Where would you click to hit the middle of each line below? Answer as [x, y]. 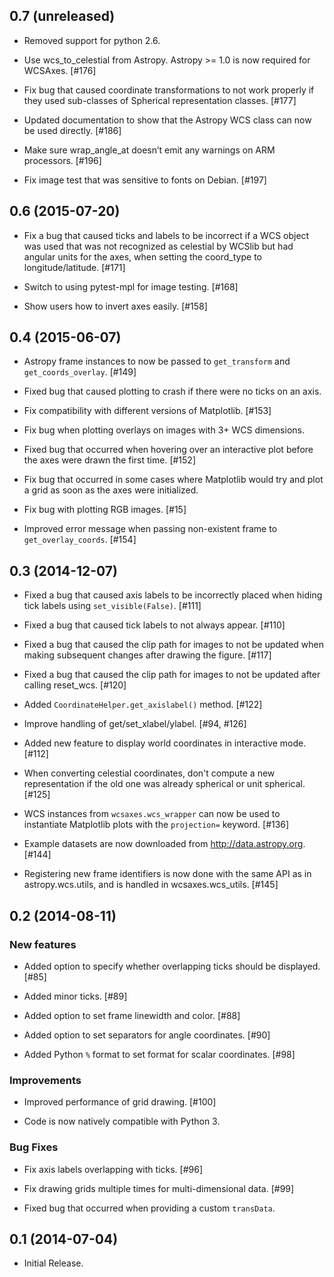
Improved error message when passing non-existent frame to [150, 529]
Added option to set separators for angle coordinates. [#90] [147, 1035]
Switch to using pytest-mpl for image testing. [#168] [131, 286]
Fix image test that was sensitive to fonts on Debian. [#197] [145, 180]
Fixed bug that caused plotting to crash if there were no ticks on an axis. [172, 391]
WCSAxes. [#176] [60, 70]
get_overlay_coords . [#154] [80, 540]
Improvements [45, 1080]
